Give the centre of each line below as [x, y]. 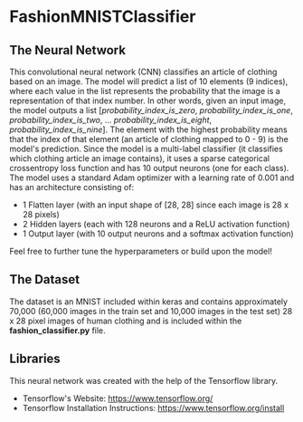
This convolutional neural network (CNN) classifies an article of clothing [143, 72]
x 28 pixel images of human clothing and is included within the [126, 321]
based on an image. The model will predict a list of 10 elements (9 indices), [149, 82]
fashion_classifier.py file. [57, 330]
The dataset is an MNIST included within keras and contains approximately [148, 302]
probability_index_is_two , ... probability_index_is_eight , [111, 120]
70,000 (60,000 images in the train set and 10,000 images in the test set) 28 [151, 311]
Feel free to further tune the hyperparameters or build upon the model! [141, 251]
